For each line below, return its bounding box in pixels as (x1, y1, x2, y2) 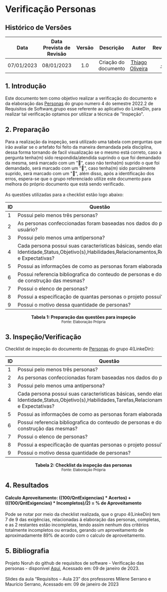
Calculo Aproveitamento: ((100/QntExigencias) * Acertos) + (5, 495, 131, 501)
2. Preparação (5, 125, 50, 134)
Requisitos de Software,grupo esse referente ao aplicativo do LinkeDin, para (5, 105, 162, 111)
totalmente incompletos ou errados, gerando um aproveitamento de (5, 527, 144, 533)
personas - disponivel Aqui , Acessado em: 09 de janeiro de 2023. (5, 565, 140, 571)
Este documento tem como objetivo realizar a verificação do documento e (5, 95, 157, 101)
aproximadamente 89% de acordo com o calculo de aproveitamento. (5, 532, 146, 538)
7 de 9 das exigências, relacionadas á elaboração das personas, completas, (5, 516, 161, 523)
